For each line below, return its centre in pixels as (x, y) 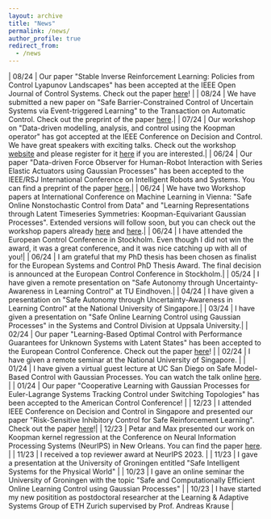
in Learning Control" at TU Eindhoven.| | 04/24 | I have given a (150, 291)
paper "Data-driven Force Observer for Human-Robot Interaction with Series (135, 162)
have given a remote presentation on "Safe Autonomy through (112, 283)
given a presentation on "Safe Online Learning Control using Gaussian (125, 317)
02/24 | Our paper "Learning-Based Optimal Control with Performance (125, 334)
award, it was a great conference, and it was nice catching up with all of (128, 248)
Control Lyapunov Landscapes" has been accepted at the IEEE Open (122, 85)
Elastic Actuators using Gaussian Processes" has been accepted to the (126, 171)
